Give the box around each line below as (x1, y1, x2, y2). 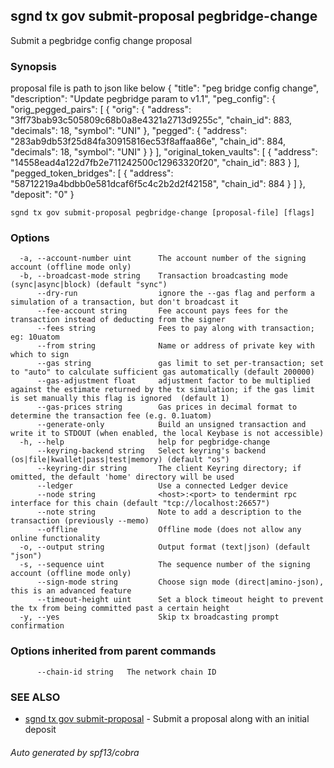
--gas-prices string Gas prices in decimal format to (36, 402, 298, 413)
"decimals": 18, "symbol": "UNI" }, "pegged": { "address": (10, 125, 248, 137)
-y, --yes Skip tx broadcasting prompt (19, 612, 280, 623)
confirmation (10, 621, 65, 631)
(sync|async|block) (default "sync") (10, 280, 168, 290)
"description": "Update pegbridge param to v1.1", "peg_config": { (10, 93, 276, 105)
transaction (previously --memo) (10, 516, 150, 526)
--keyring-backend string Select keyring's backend (36, 446, 267, 456)
